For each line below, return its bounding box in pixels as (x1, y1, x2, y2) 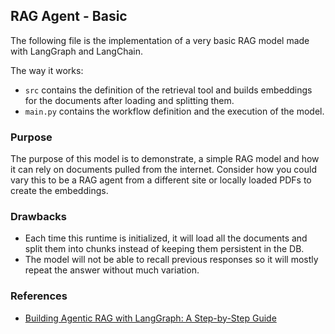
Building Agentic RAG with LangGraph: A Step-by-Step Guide (24, 312, 277, 324)
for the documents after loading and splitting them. (24, 94, 235, 106)
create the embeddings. (10, 185, 109, 197)
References (10, 289, 68, 303)
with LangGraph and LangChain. (10, 45, 143, 57)
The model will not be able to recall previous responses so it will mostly (24, 254, 319, 266)
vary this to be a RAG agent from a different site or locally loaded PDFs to (10, 174, 312, 186)
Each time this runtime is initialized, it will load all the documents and (24, 232, 308, 244)
